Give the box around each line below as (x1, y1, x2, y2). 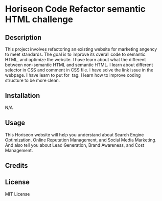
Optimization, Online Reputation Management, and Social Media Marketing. (5, 137, 157, 143)
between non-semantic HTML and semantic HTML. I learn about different (5, 62, 153, 67)
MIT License (5, 191, 30, 197)
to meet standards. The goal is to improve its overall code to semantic (5, 51, 146, 57)
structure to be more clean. (5, 77, 60, 83)
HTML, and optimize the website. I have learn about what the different (5, 57, 146, 62)
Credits (5, 161, 28, 170)
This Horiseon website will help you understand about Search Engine (5, 132, 144, 137)
